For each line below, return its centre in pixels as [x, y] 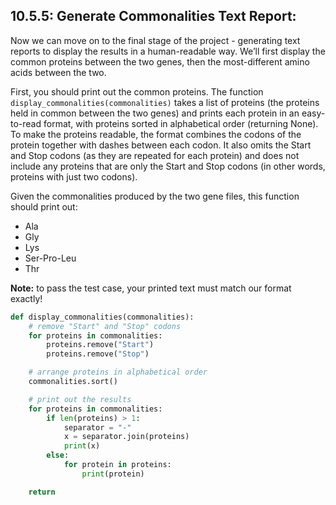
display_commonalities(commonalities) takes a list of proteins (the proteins [165, 102]
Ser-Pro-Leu [50, 258]
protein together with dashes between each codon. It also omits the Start [161, 145]
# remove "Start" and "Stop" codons [105, 326]
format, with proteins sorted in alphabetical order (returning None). [181, 123]
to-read [26, 123]
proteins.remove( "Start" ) [100, 345]
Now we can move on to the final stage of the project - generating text [155, 40]
